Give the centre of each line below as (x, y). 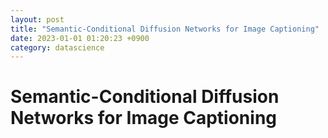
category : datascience (57, 47)
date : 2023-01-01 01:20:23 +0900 (80, 38)
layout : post (37, 19)
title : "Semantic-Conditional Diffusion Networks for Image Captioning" (165, 29)
